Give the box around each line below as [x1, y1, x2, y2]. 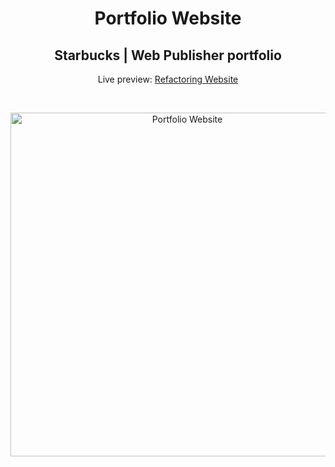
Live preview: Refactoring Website [97, 73, 239, 85]
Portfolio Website [94, 7, 242, 30]
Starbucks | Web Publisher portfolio [54, 47, 282, 64]
